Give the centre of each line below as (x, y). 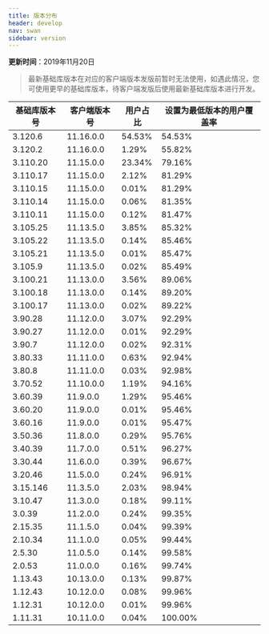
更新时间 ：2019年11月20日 (52, 62)
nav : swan (25, 30)
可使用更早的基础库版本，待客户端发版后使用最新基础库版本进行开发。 (144, 89)
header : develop (35, 23)
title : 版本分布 (33, 16)
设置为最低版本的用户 (205, 110)
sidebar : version (37, 38)
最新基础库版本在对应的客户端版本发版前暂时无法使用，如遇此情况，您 (144, 79)
